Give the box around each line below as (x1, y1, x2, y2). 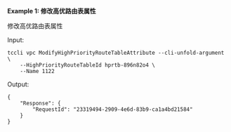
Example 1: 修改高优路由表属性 (7, 7, 96, 15)
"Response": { (20, 100, 61, 107)
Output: (7, 80, 29, 88)
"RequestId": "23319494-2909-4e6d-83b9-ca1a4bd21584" (32, 106, 193, 113)
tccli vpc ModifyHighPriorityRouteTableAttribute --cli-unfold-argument (7, 49, 225, 56)
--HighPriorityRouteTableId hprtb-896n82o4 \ (20, 62, 156, 69)
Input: (7, 36, 25, 44)
